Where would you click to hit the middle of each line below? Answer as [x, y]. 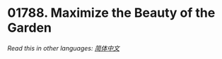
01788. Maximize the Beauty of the [111, 13]
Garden [29, 28]
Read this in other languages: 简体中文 [64, 48]
